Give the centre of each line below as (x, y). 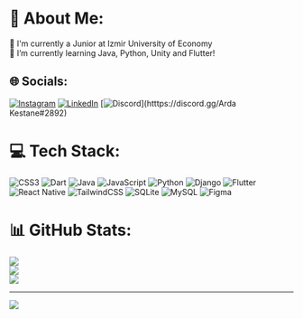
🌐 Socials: (39, 82)
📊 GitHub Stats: (71, 230)
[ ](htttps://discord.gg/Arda (169, 103)
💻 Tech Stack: (65, 150)
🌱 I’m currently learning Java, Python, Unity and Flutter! (112, 52)
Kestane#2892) (38, 113)
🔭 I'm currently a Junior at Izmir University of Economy (111, 43)
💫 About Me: (57, 19)
